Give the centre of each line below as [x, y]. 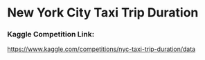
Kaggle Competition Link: [51, 34]
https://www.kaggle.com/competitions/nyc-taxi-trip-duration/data [101, 49]
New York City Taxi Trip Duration [103, 13]
